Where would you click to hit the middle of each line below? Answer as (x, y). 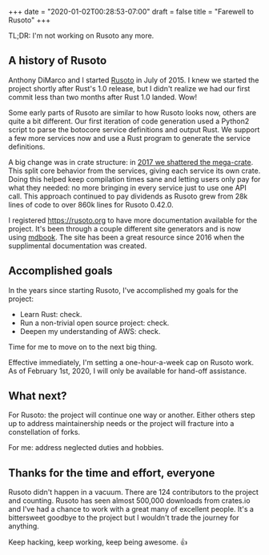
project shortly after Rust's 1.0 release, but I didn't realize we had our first (129, 88)
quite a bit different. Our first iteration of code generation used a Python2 (129, 121)
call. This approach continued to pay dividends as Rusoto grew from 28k (128, 196)
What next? (38, 396)
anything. (24, 526)
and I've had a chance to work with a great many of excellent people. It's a (131, 509)
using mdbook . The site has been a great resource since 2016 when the (126, 237)
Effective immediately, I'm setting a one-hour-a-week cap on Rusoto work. (131, 362)
